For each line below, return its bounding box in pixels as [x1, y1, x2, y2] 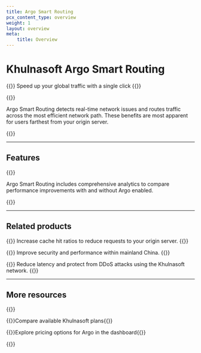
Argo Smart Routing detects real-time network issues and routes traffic [6, 105, 181, 113]
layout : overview [6, 25, 50, 32]
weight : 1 [6, 20, 31, 26]
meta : [6, 31, 20, 37]
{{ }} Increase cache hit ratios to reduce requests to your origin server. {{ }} [6, 237, 188, 245]
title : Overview [17, 37, 58, 43]
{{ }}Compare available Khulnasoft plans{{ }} [6, 317, 113, 324]
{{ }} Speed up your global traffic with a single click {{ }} [6, 82, 142, 89]
